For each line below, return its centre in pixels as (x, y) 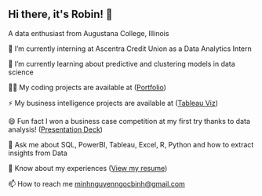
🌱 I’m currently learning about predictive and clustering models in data (122, 64)
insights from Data (38, 153)
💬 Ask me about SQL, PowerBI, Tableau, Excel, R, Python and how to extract (131, 144)
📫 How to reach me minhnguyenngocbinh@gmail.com (97, 183)
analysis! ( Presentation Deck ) (56, 129)
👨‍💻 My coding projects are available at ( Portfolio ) (87, 87)
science (21, 72)
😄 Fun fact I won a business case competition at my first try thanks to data (129, 121)
